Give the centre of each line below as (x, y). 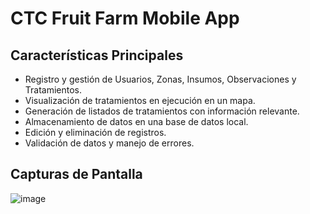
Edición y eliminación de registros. (95, 132)
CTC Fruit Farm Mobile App (125, 18)
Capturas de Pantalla (76, 174)
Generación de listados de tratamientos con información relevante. (162, 111)
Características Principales (97, 55)
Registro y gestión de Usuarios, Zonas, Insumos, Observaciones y (160, 79)
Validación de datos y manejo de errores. (109, 143)
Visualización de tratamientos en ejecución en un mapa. (140, 100)
